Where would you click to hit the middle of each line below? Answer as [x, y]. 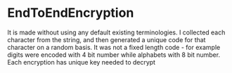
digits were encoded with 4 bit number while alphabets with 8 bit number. [114, 55]
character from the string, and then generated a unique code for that [107, 39]
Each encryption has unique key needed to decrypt [82, 62]
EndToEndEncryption [71, 13]
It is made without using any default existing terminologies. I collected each [116, 32]
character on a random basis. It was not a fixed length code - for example [114, 47]
